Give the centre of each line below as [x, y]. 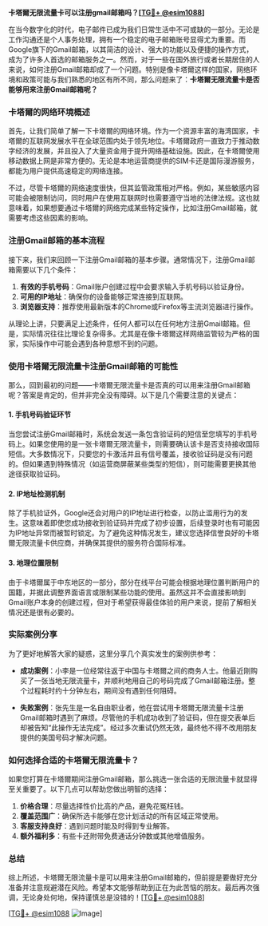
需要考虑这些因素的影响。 [50, 218]
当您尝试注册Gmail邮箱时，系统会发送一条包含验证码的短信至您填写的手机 [130, 434]
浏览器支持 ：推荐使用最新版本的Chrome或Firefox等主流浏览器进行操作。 [138, 306]
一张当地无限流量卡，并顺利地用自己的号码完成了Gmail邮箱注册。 [141, 680]
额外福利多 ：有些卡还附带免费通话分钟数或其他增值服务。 [114, 836]
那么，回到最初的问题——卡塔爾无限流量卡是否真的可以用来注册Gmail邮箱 [130, 385]
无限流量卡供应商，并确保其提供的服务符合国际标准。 [102, 543]
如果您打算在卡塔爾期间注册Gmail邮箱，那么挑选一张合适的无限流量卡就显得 [133, 779]
